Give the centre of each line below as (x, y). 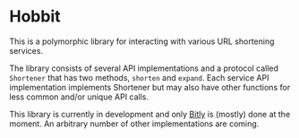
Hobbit (35, 17)
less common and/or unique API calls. (79, 97)
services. (26, 50)
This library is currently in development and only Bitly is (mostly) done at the (150, 114)
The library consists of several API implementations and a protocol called (144, 68)
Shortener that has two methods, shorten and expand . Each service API (139, 77)
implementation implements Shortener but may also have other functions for (150, 87)
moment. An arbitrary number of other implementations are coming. (134, 124)
